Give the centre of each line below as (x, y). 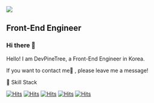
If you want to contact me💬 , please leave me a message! (77, 70)
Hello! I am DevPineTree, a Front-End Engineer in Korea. (75, 58)
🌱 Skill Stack (22, 82)
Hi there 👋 (21, 45)
